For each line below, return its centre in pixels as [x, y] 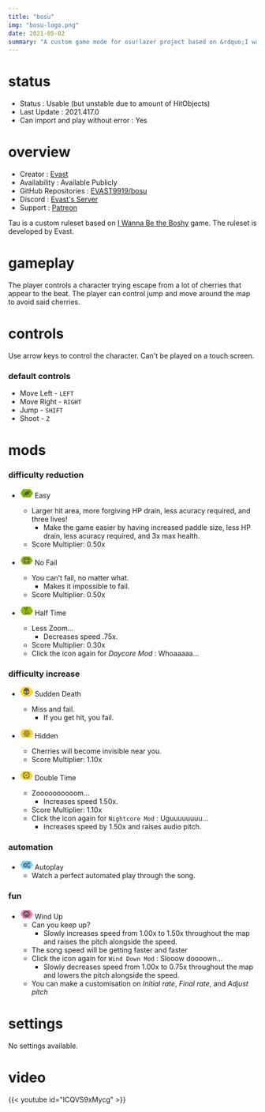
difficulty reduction [46, 475]
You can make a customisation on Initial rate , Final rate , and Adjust [140, 983]
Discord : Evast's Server [59, 199]
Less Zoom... [52, 628]
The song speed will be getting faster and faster [109, 950]
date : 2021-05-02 [37, 33]
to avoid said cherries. [44, 302]
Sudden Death [58, 694]
